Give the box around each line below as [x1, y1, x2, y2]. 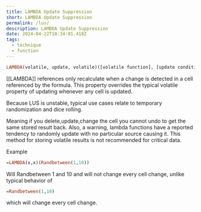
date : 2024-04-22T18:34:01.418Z [6, 31, 87, 37]
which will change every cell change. [6, 199, 98, 207]
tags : [6, 37, 20, 43]
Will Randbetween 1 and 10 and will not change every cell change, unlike [6, 170, 184, 177]
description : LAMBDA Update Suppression [6, 25, 109, 32]
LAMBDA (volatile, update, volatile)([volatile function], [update [6, 64, 175, 70]
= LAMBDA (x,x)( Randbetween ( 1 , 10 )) [6, 159, 90, 165]
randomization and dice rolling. [6, 105, 83, 113]
